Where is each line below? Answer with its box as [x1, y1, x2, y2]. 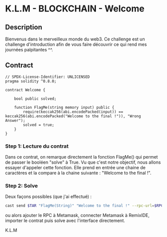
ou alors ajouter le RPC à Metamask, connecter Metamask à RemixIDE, [5, 213, 150, 219]
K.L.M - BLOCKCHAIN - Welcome [5, 3, 145, 14]
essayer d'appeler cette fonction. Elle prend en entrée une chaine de [5, 165, 146, 171]
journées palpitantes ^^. [5, 47, 53, 52]
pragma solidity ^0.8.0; [5, 78, 57, 84]
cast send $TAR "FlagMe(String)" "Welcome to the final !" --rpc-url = [5, 203, 155, 209]
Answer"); [5, 118, 26, 123]
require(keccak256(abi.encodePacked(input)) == [23, 109, 123, 114]
